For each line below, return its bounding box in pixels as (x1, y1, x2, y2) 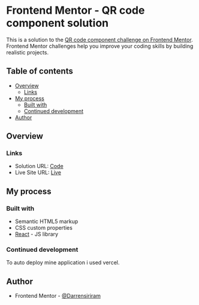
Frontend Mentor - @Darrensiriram (14, 292, 101, 300)
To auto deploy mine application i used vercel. (6, 259, 120, 266)
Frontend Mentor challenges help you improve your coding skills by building (6, 42, 194, 50)
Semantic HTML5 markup (14, 218, 79, 225)
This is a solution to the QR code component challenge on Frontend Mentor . (6, 36, 193, 43)
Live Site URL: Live (14, 169, 62, 176)
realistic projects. (6, 48, 49, 56)
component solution (6, 16, 109, 30)
